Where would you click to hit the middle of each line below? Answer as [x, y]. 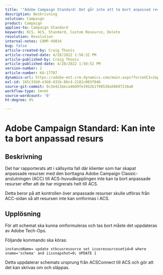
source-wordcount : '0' [28, 95]
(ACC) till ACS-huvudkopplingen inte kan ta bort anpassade [91, 179]
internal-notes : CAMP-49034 [33, 41]
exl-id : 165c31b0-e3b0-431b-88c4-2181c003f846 [53, 82]
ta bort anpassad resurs [54, 139]
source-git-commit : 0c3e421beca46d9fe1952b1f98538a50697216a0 [69, 86]
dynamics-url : [19, 77]
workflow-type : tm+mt [27, 91]
